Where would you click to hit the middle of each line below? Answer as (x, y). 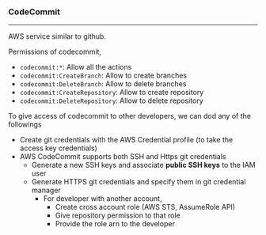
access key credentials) (58, 148)
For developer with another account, (103, 199)
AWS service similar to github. (57, 36)
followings (25, 124)
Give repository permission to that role (118, 215)
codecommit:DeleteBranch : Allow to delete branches (103, 84)
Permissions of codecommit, (55, 52)
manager (46, 190)
